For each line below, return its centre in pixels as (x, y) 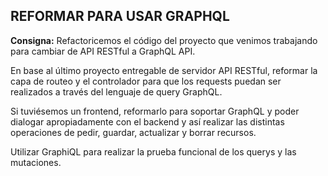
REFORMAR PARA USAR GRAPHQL (120, 16)
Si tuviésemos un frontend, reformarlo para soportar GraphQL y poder (155, 111)
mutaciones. (36, 162)
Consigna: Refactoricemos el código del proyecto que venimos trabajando (164, 40)
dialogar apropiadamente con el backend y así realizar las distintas (147, 121)
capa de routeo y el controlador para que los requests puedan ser (146, 81)
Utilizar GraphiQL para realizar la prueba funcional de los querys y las (153, 151)
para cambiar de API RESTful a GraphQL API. (103, 51)
